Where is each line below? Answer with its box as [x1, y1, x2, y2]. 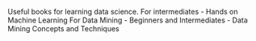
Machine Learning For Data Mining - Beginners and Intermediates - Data [7, 15, 248, 25]
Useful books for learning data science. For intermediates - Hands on [7, 7, 238, 16]
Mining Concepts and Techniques [7, 24, 120, 33]
